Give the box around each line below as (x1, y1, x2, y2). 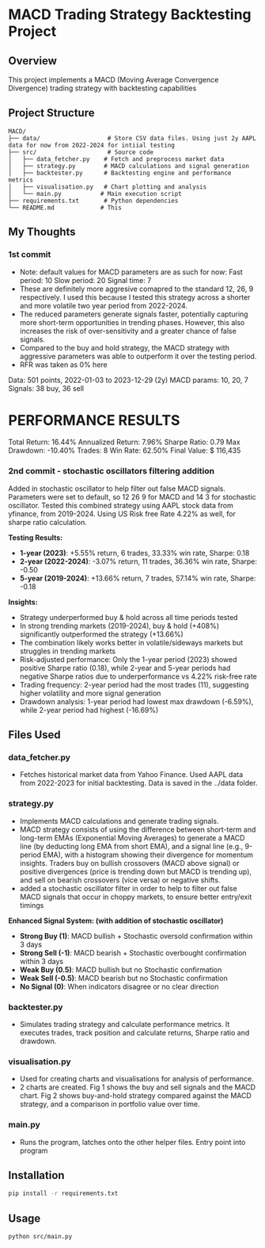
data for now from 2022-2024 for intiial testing (8, 141, 176, 149)
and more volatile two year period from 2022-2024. (19, 301, 188, 310)
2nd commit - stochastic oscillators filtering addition (8, 465, 215, 477)
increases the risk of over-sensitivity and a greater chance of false (19, 326, 237, 335)
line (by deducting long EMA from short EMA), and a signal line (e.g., (19, 841, 244, 851)
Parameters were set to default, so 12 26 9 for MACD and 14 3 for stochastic (8, 492, 257, 501)
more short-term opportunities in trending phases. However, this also (19, 317, 245, 327)
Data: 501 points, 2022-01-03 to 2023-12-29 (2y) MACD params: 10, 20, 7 (8, 375, 249, 385)
